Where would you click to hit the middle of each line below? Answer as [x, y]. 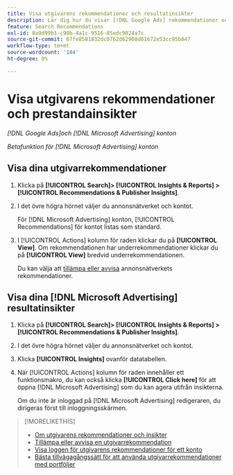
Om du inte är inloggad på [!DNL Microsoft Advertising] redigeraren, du [119, 401]
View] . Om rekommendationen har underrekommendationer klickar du [118, 248]
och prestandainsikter [72, 113]
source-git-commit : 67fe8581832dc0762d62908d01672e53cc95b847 [99, 40]
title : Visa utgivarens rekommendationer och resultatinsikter [101, 14]
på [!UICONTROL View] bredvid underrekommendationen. [101, 254]
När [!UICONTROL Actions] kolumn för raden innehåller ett [101, 372]
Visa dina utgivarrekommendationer [87, 168]
